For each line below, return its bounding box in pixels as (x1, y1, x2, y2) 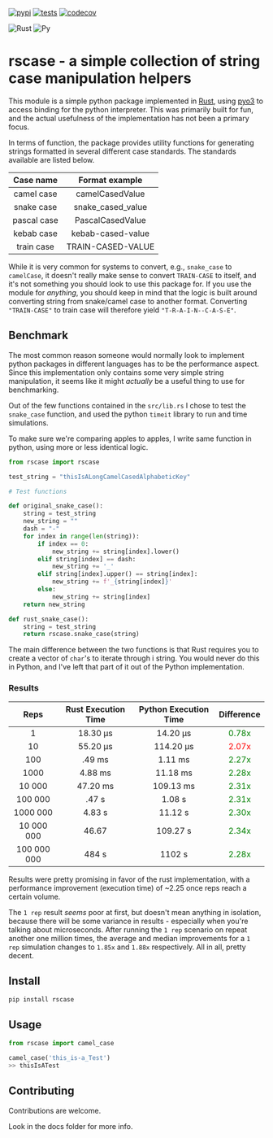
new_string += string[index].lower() (51, 547, 180, 556)
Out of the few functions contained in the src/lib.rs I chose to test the (8, 400, 246, 410)
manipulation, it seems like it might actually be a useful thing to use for (8, 376, 245, 386)
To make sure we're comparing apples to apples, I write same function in (8, 434, 252, 443)
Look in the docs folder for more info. (8, 1121, 133, 1131)
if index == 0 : (37, 539, 89, 548)
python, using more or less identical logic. (8, 442, 149, 451)
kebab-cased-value (71, 228, 150, 239)
